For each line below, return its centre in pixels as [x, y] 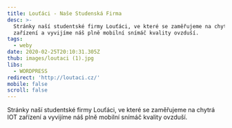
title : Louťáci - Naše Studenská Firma [65, 13]
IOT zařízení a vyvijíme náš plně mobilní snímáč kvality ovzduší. [97, 117]
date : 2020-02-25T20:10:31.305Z [54, 52]
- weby [23, 45]
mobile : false [28, 84]
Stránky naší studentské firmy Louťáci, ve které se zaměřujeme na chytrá [111, 110]
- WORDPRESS [31, 71]
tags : [15, 39]
